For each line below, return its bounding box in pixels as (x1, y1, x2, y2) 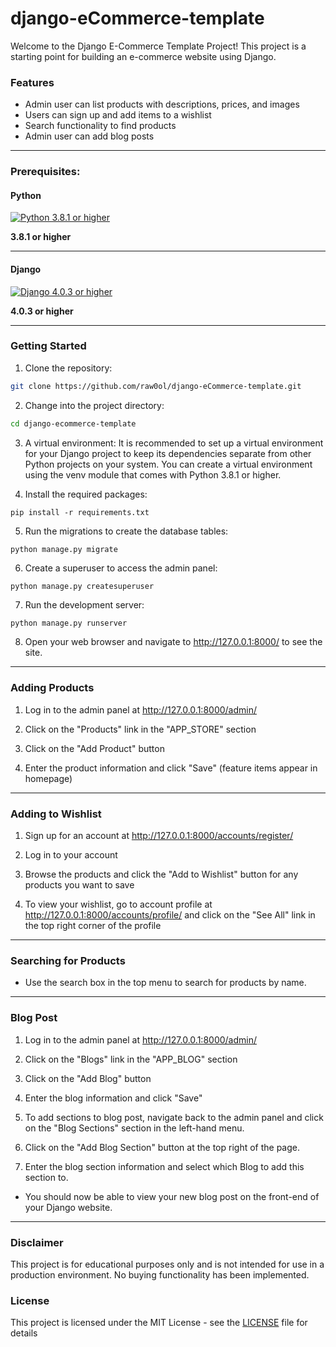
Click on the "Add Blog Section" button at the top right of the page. (24, 1141, 301, 1153)
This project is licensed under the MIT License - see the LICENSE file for (10, 1317, 308, 1329)
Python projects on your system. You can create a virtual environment (24, 458, 313, 470)
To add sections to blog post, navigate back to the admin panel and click (24, 1111, 324, 1123)
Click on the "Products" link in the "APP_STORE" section (24, 723, 257, 735)
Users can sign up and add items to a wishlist (24, 109, 212, 121)
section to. (24, 1171, 69, 1183)
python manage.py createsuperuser (10, 582, 155, 592)
